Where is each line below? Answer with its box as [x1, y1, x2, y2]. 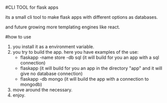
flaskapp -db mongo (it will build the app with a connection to [20, 76, 149, 82]
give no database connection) [20, 71, 83, 77]
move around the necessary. [12, 87, 73, 93]
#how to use [5, 34, 31, 40]
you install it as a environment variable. [12, 44, 95, 50]
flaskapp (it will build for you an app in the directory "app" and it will [20, 65, 162, 71]
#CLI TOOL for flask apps [5, 5, 58, 10]
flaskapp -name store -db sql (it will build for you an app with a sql [20, 54, 159, 60]
